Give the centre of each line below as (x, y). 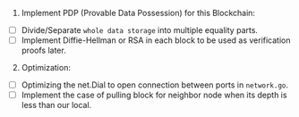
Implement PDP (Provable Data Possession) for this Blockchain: (138, 13)
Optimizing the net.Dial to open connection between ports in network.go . (154, 85)
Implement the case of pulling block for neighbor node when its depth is (154, 95)
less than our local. (56, 105)
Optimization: (46, 68)
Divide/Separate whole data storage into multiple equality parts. (140, 30)
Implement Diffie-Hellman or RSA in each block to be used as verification (156, 40)
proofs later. (43, 50)
